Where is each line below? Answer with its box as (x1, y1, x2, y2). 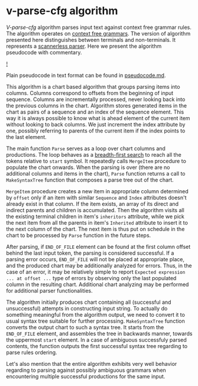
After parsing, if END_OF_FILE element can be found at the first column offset (6, 243, 191, 250)
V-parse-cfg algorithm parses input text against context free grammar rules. (6, 24, 192, 31)
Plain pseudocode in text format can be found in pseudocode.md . (6, 72, 166, 79)
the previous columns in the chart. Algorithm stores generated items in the (6, 102, 187, 109)
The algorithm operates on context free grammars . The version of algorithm (6, 30, 191, 37)
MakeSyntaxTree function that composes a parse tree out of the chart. (6, 176, 174, 183)
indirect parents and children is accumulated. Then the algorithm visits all (6, 206, 184, 213)
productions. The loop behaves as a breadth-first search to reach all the (6, 151, 181, 158)
